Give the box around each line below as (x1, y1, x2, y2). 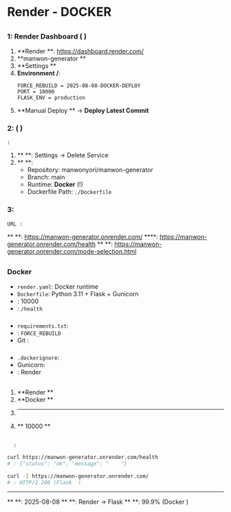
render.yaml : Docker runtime (16, 282, 98, 291)
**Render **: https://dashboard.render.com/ (16, 47, 144, 55)
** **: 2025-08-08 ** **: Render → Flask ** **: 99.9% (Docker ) (7, 498, 189, 506)
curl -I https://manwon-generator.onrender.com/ (7, 472, 149, 480)
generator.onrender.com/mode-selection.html (7, 247, 137, 255)
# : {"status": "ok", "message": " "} (7, 460, 128, 467)
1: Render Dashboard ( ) (7, 32, 87, 41)
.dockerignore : (16, 353, 60, 361)
